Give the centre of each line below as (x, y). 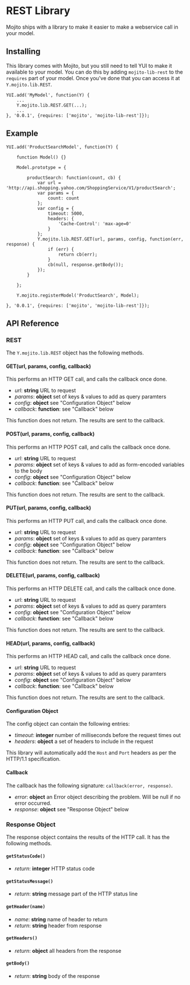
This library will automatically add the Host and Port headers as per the (91, 753)
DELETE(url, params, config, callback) (53, 576)
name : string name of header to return (61, 919)
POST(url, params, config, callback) (50, 434)
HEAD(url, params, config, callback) (50, 643)
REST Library (38, 11)
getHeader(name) (26, 907)
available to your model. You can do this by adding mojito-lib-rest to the (95, 72)
